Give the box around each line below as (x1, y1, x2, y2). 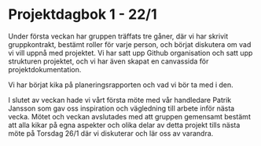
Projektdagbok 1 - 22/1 (8, 5, 157, 24)
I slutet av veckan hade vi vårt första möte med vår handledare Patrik (8, 95, 232, 104)
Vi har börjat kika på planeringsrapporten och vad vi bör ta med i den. (8, 80, 233, 89)
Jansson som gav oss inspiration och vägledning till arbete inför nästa (8, 104, 235, 113)
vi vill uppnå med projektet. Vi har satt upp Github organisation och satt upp (8, 48, 253, 57)
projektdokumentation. (8, 64, 82, 74)
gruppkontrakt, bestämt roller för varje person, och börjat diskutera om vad (8, 39, 252, 49)
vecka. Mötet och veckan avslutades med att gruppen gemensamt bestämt (8, 111, 252, 121)
